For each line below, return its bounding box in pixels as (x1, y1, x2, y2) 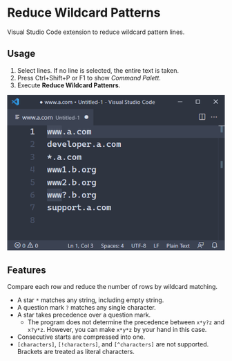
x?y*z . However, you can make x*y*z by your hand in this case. (27, 326, 207, 334)
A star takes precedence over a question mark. (17, 310, 151, 319)
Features (7, 264, 46, 276)
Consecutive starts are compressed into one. (17, 333, 146, 341)
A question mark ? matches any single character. (17, 303, 157, 312)
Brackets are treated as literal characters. (17, 348, 135, 356)
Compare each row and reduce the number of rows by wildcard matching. (7, 283, 218, 291)
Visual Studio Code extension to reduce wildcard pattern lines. (7, 28, 185, 36)
